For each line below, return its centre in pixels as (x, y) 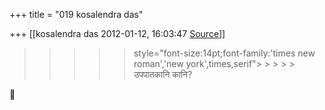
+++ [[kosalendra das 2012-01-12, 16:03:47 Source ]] (117, 33)
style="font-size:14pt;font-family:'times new (224, 53)
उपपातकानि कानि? (163, 74)
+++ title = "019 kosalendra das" (76, 14)
